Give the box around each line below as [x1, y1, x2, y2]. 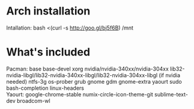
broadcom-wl [17, 97, 50, 104]
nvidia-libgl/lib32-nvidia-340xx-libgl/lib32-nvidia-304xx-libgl [6, 71, 158, 79]
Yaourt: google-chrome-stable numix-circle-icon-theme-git [6, 90, 153, 98]
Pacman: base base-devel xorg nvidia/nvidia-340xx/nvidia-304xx [6, 65, 169, 72]
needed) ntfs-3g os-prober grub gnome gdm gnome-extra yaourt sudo [6, 78, 182, 85]
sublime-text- [154, 90, 188, 98]
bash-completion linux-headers [6, 84, 84, 92]
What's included [6, 45, 91, 59]
